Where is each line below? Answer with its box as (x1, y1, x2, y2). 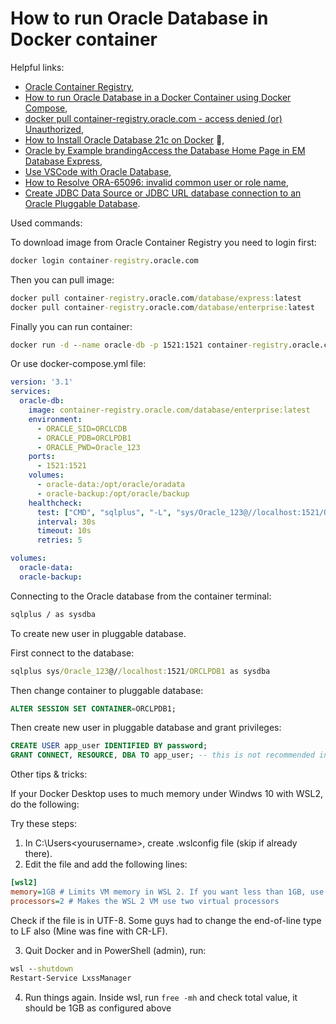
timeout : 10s (36, 526, 92, 536)
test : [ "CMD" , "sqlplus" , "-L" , (36, 507, 172, 517)
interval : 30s (36, 517, 97, 527)
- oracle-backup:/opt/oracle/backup (36, 488, 190, 499)
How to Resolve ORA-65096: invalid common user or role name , (24, 176, 290, 188)
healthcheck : (28, 498, 83, 508)
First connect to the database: (10, 647, 135, 659)
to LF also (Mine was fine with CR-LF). (10, 925, 168, 937)
